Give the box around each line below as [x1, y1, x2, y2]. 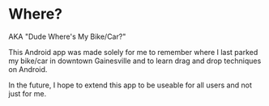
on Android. [8, 64, 48, 74]
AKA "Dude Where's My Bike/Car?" [8, 32, 126, 41]
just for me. [8, 88, 47, 98]
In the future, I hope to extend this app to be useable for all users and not [8, 80, 253, 90]
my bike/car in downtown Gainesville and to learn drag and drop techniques [8, 56, 262, 66]
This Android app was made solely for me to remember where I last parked [8, 47, 258, 57]
